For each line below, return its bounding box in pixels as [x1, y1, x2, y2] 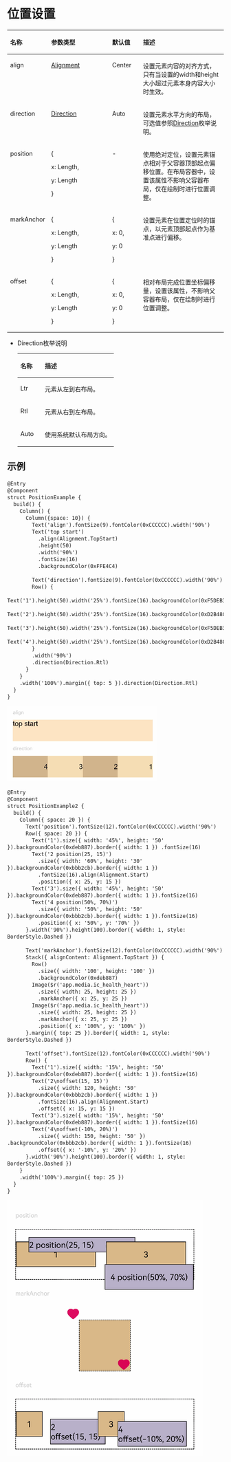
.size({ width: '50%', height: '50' [37, 906, 143, 913]
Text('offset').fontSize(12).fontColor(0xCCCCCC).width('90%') [25, 1050, 211, 1057]
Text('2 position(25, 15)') [32, 851, 112, 858]
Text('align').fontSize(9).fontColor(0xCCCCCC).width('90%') [32, 521, 211, 528]
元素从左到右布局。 [44, 384, 100, 393]
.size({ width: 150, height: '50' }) [37, 1133, 146, 1139]
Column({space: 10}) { [25, 514, 91, 521]
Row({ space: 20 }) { [25, 830, 88, 837]
